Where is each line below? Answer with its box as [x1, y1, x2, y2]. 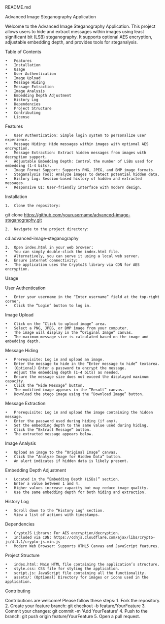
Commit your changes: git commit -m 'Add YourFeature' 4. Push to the [5, 608, 148, 614]
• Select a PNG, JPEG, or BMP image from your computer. [5, 326, 129, 331]
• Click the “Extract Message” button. [5, 427, 92, 432]
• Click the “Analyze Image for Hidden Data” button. [5, 454, 122, 459]
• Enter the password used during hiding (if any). [5, 418, 118, 423]
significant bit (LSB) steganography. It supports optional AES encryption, [5, 34, 153, 40]
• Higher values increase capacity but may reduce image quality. [5, 485, 149, 490]
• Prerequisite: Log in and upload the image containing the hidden [5, 410, 153, 415]
